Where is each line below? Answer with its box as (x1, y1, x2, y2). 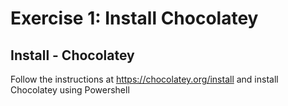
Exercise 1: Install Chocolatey (10, 7, 259, 30)
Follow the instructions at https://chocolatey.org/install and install (10, 73, 279, 85)
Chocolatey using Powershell (10, 84, 130, 96)
